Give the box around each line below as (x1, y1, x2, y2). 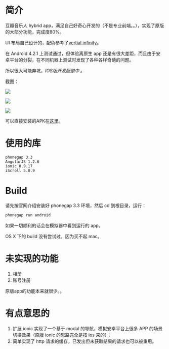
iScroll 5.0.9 (5, 168, 35, 173)
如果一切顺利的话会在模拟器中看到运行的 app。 (5, 222, 103, 228)
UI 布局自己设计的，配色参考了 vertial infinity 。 (5, 39, 102, 46)
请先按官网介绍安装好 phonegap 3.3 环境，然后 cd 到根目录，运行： (5, 202, 147, 209)
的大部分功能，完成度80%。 (5, 28, 64, 35)
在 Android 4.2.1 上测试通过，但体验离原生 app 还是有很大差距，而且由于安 (5, 50, 161, 56)
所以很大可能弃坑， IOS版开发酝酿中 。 (5, 67, 85, 74)
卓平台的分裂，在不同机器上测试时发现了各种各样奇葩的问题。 (5, 56, 134, 63)
